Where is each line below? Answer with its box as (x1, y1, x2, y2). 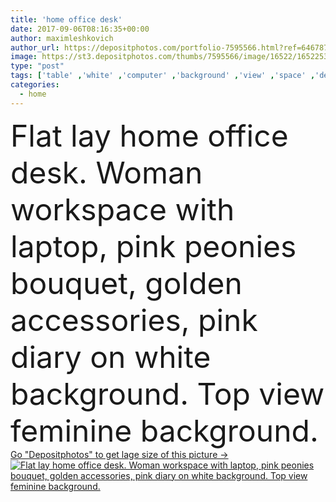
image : (10, 52, 38, 62)
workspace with (10, 190, 235, 228)
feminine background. (10, 411, 319, 450)
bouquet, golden (10, 264, 243, 302)
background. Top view (10, 374, 325, 413)
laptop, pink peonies (10, 227, 297, 265)
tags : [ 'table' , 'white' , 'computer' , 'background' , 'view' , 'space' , (10, 71, 316, 81)
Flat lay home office (10, 116, 289, 155)
